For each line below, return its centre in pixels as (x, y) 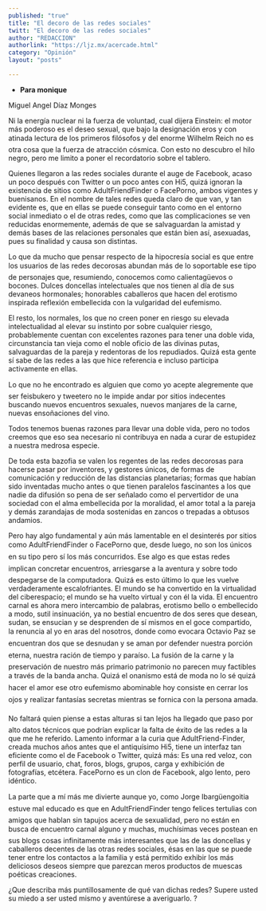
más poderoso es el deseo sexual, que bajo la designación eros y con (123, 129)
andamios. (25, 520)
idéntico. (23, 780)
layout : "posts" (35, 61)
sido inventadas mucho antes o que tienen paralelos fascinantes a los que (129, 486)
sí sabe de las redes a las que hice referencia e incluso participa (113, 360)
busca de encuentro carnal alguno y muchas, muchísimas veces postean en (133, 829)
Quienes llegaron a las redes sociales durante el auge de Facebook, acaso (130, 173)
